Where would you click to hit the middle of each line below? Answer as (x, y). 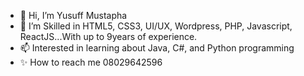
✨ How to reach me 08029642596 (91, 62)
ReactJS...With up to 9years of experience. (108, 36)
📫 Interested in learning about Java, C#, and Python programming (157, 48)
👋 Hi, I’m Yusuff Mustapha (73, 15)
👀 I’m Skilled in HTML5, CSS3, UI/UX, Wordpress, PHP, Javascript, (156, 26)
